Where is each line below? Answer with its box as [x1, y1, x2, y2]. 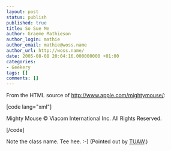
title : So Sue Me [6, 25, 50, 32]
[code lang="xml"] [6, 103, 52, 110]
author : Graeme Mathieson [6, 31, 71, 37]
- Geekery [6, 64, 31, 70]
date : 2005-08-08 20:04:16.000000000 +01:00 [6, 53, 119, 59]
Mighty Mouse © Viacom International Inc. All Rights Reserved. [6, 115, 162, 122]
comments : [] [6, 75, 39, 81]
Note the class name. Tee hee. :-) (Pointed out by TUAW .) [6, 138, 148, 145]
